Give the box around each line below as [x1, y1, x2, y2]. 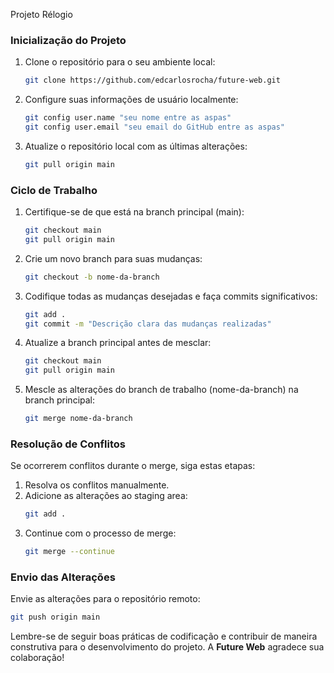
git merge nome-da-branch [24, 414, 133, 424]
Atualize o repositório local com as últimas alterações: [24, 140, 248, 152]
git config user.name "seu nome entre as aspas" [24, 113, 232, 123]
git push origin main [10, 612, 101, 623]
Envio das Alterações [10, 570, 116, 584]
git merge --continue [24, 547, 115, 557]
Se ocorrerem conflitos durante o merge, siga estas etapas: [10, 460, 256, 472]
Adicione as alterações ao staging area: [24, 490, 188, 502]
